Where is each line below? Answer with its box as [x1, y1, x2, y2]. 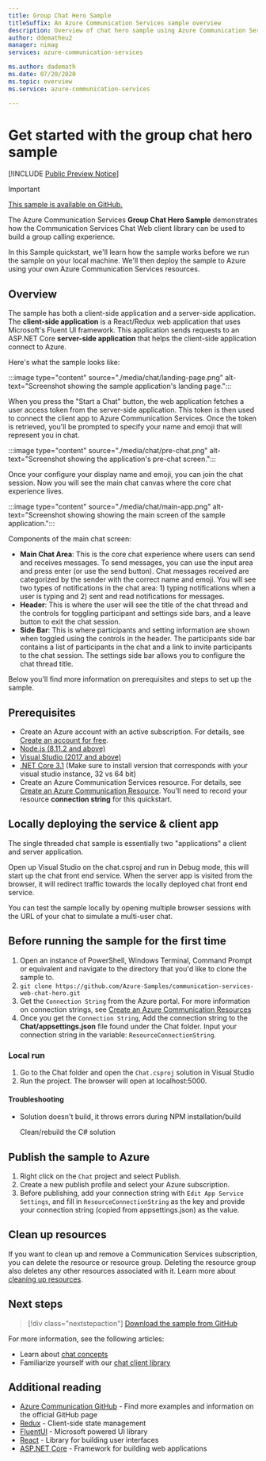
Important [8, 184, 40, 194]
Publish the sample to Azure [8, 1150, 150, 1163]
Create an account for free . [19, 736, 109, 745]
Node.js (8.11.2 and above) [19, 744, 106, 754]
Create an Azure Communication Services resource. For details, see [19, 778, 241, 787]
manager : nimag [8, 41, 59, 49]
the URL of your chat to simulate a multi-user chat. [8, 911, 173, 921]
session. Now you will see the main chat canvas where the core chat [8, 478, 232, 488]
